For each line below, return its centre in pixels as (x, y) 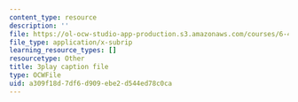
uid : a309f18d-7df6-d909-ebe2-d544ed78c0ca (91, 83)
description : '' (39, 26)
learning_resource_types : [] (63, 51)
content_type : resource (53, 17)
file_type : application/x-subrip (71, 42)
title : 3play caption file (59, 67)
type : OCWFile (35, 75)
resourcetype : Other (47, 59)
